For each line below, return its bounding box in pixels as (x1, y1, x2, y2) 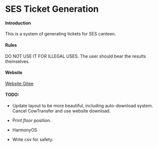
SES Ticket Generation (5, 3, 99, 15)
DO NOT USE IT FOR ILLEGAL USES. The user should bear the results (5, 53, 146, 59)
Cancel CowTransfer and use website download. (12, 108, 111, 114)
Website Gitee (5, 80, 33, 87)
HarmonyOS (12, 127, 37, 133)
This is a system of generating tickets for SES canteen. (5, 31, 116, 37)
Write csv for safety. (12, 137, 54, 142)
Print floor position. (12, 118, 52, 123)
